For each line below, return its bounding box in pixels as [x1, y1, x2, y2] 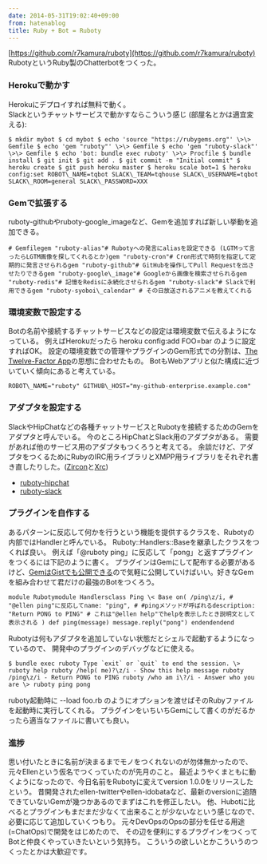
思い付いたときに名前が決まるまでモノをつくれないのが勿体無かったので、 [8, 757, 253, 767]
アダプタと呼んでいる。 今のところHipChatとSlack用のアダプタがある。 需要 [8, 432, 259, 442]
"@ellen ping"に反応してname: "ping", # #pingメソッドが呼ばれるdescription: [8, 601, 256, 609]
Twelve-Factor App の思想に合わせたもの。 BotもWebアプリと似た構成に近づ [8, 356, 260, 366]
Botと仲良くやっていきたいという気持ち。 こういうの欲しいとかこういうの [8, 837, 252, 846]
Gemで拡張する [8, 197, 68, 208]
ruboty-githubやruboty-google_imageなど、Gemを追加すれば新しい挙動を [8, 216, 251, 226]
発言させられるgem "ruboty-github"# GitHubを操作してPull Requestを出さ [26, 261, 254, 269]
